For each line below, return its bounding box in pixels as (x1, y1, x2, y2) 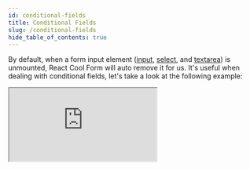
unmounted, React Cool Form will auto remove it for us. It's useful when (8, 63, 241, 73)
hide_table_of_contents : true (8, 33, 108, 42)
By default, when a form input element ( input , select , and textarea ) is (8, 55, 230, 64)
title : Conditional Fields (8, 19, 97, 27)
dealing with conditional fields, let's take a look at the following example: (8, 71, 243, 81)
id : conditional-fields (8, 11, 86, 20)
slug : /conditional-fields (8, 26, 97, 34)
